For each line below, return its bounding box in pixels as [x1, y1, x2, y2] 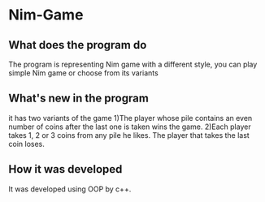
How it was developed [8, 162, 123, 176]
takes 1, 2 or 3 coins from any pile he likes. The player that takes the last [8, 130, 250, 140]
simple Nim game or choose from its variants [8, 68, 159, 78]
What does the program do [8, 38, 147, 52]
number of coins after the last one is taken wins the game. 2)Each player [8, 122, 251, 131]
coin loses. [8, 139, 45, 148]
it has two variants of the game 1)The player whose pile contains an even [8, 113, 253, 122]
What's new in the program [8, 92, 149, 105]
